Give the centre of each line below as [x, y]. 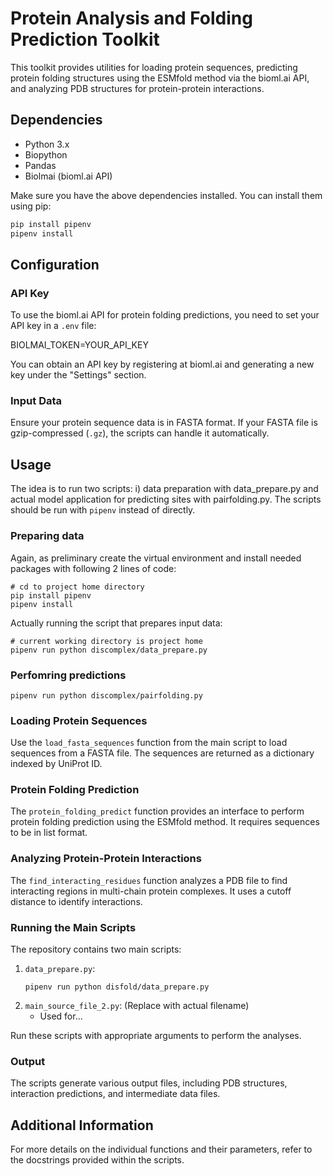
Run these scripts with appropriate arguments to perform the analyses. [156, 1036]
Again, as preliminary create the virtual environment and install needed [156, 558]
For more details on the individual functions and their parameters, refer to [161, 1149]
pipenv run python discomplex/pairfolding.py [106, 695]
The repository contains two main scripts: [96, 949]
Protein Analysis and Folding [131, 18]
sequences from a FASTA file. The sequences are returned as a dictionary [162, 753]
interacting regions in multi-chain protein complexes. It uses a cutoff [151, 891]
